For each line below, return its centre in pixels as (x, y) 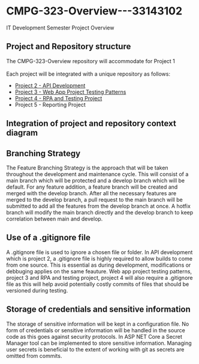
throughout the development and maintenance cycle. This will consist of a (97, 174)
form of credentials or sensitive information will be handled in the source (96, 330)
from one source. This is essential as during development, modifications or (99, 265)
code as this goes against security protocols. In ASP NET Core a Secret (94, 336)
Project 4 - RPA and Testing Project (58, 98)
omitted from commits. (34, 356)
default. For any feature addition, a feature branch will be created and (92, 187)
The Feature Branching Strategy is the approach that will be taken (88, 168)
